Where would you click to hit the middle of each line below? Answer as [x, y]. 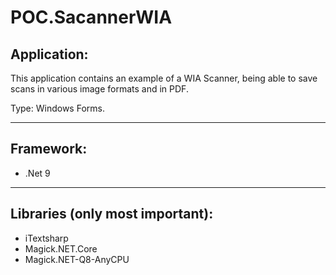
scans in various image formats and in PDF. [99, 89]
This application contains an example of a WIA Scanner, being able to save [164, 78]
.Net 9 [37, 173]
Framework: [49, 149]
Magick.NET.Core [61, 248]
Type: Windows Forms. [57, 108]
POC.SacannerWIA [91, 17]
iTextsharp [46, 238]
